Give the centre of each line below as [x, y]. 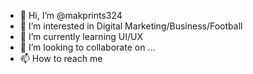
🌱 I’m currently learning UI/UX [81, 36]
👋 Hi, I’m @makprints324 [71, 15]
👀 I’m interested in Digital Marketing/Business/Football [131, 26]
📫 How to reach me [61, 58]
